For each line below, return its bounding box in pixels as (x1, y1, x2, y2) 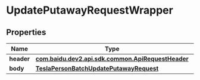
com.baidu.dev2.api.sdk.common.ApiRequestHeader (35, 55, 189, 63)
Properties (6, 27, 46, 37)
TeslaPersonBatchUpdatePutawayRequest (35, 65, 159, 72)
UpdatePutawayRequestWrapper (6, 4, 174, 17)
